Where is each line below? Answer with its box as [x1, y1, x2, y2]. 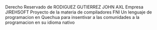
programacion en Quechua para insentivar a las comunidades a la [5, 15, 140, 20]
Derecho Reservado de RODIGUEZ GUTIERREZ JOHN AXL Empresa [5, 4, 144, 10]
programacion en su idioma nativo [5, 19, 75, 25]
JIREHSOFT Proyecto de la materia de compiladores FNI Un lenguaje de [5, 9, 153, 15]
